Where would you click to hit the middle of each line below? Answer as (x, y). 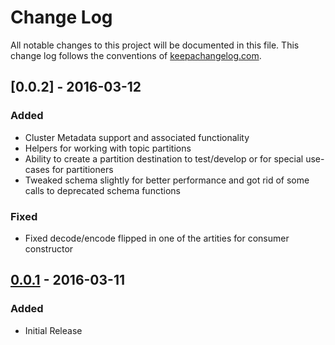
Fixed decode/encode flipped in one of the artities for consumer (157, 238)
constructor (49, 248)
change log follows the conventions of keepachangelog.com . (136, 55)
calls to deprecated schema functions (102, 190)
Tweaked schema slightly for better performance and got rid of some (167, 180)
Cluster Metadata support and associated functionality (137, 137)
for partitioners (82, 169)
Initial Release (53, 330)
